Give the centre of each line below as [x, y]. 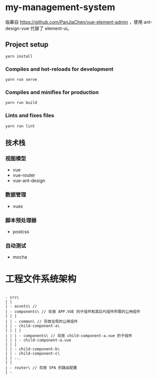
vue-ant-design [29, 181]
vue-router [24, 175]
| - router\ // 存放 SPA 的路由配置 [41, 368]
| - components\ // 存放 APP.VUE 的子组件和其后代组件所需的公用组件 [73, 312]
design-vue [17, 28]
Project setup [27, 45]
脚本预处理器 [21, 220]
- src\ [12, 298]
